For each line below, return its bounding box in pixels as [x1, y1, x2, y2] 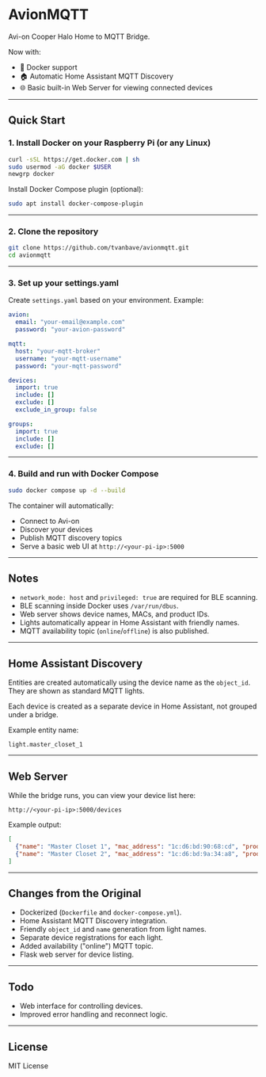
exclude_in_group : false [15, 406, 97, 414]
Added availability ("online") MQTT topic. [19, 941, 154, 951]
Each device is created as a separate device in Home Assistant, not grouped [8, 701, 257, 711]
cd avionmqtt [8, 251, 51, 259]
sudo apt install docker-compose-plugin [8, 200, 144, 208]
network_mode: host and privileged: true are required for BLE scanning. [19, 593, 258, 602]
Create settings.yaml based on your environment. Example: [8, 296, 204, 305]
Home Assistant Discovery [8, 656, 143, 670]
